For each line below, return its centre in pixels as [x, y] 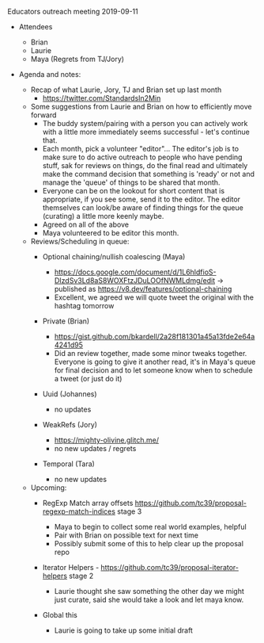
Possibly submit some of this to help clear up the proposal [149, 543]
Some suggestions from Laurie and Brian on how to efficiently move [141, 107]
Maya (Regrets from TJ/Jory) [77, 59]
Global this [60, 615]
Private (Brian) [66, 321]
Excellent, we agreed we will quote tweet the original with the [154, 297]
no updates [73, 409]
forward [43, 115]
